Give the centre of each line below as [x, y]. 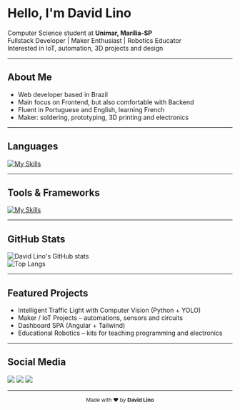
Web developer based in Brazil [63, 94]
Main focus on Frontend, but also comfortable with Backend [106, 102]
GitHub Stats [36, 239]
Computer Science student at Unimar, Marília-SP [80, 33]
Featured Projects [48, 293]
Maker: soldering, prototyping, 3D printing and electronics [103, 117]
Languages [33, 147]
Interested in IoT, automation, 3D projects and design [85, 48]
